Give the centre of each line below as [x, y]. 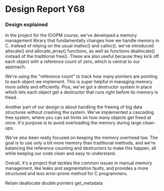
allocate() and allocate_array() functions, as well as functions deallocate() [80, 51]
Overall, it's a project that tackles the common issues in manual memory [79, 163]
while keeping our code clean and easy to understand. [61, 153]
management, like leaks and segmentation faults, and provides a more [77, 168]
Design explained [27, 25]
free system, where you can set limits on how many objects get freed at [78, 118]
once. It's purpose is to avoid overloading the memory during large [73, 123]
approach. [16, 67]
